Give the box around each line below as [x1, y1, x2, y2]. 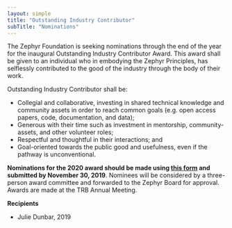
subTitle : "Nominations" [7, 23, 79, 30]
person [7, 179, 28, 187]
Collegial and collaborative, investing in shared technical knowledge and [17, 99, 224, 107]
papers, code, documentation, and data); [17, 113, 135, 122]
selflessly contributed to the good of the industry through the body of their [7, 64, 221, 73]
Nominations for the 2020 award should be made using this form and [7, 164, 210, 172]
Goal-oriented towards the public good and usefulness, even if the [17, 143, 208, 152]
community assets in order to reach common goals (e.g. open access [17, 106, 217, 115]
